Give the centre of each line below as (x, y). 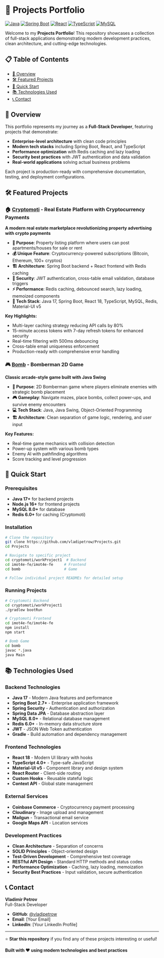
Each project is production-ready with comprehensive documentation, (76, 172)
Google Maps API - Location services (50, 823)
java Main (15, 655)
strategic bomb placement (39, 392)
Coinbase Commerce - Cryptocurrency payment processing (73, 807)
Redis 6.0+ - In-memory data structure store (57, 724)
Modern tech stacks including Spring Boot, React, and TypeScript (79, 146)
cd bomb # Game (41, 569)
